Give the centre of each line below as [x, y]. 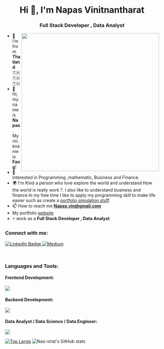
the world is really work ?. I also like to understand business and [76, 190]
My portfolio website [33, 213]
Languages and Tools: [32, 266]
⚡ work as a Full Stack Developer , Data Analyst [61, 219]
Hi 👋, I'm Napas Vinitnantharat [82, 10]
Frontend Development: [30, 278]
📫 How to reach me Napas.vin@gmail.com [57, 206]
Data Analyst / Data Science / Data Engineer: [51, 321]
